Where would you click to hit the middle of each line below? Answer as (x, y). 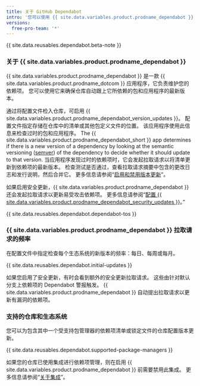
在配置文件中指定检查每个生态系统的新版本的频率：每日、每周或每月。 (92, 253)
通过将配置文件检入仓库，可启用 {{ (48, 111)
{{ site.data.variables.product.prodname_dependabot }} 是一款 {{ (86, 76)
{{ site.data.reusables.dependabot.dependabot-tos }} (71, 214)
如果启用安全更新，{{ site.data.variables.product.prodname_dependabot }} (98, 187)
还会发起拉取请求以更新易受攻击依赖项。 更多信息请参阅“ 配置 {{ (84, 194)
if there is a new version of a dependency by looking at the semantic (90, 146)
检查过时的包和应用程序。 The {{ (56, 133)
